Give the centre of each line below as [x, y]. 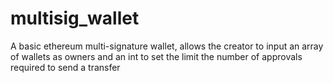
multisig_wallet [75, 18]
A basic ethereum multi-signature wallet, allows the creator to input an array [167, 46]
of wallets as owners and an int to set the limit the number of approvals [156, 56]
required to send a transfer [65, 67]
